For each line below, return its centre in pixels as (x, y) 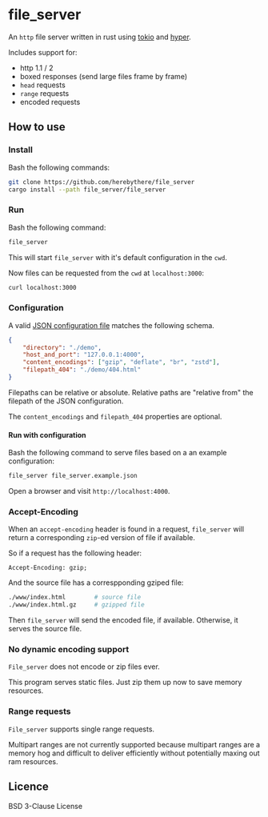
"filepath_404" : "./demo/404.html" (82, 370)
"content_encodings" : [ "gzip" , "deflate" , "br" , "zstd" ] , (121, 362)
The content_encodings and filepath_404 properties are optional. (115, 416)
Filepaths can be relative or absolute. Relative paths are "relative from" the (131, 392)
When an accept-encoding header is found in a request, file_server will (126, 529)
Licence (29, 787)
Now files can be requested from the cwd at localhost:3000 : (106, 273)
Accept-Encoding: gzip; (48, 568)
